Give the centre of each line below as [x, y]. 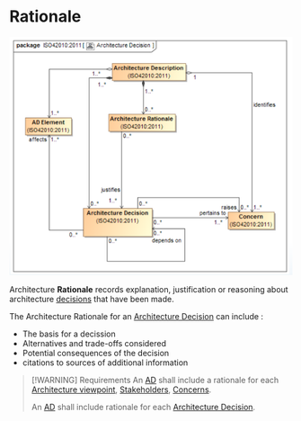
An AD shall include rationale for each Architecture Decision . [143, 408]
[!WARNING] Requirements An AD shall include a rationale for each [155, 381]
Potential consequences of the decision [96, 354]
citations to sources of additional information [105, 363]
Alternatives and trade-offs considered [94, 344]
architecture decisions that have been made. [92, 300]
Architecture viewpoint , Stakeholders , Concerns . [121, 390]
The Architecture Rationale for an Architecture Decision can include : [136, 317]
